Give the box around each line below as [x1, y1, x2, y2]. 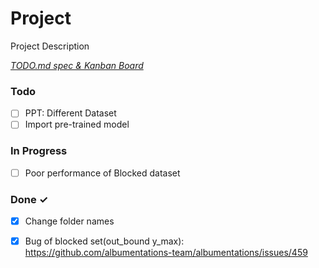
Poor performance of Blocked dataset [24, 167, 181, 179]
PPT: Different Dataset [24, 107, 117, 119]
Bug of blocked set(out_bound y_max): [24, 235, 185, 247]
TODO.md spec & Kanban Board [10, 59, 144, 71]
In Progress [10, 144, 68, 158]
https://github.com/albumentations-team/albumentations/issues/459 [24, 247, 308, 259]
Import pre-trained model [24, 118, 130, 131]
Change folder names [24, 215, 115, 227]
